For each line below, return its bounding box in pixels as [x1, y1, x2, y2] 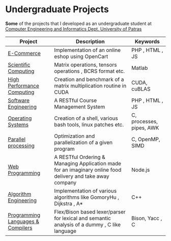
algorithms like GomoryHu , [54, 194, 120, 201]
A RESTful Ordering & [54, 153, 105, 160]
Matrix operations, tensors [54, 61, 117, 68]
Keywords [134, 38, 160, 45]
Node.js [131, 166, 150, 173]
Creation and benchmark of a [54, 75, 124, 83]
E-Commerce [8, 49, 41, 57]
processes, [131, 118, 158, 125]
